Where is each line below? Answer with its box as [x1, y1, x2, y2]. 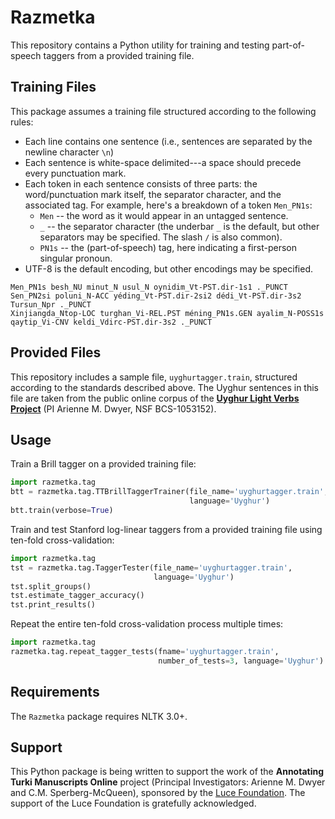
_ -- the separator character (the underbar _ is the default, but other [39, 220, 320, 232]
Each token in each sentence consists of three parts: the [24, 177, 258, 190]
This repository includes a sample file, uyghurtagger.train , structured [10, 371, 298, 383]
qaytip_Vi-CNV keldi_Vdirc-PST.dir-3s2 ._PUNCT [10, 317, 213, 327]
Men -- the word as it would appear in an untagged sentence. [39, 209, 289, 221]
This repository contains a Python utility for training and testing [10, 39, 270, 51]
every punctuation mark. [24, 167, 127, 179]
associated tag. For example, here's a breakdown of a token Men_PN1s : [24, 199, 313, 211]
